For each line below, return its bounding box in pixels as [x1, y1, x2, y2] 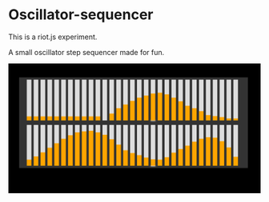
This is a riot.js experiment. [8, 32, 98, 42]
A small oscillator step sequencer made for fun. [8, 47, 165, 57]
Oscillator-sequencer [8, 6, 154, 24]
